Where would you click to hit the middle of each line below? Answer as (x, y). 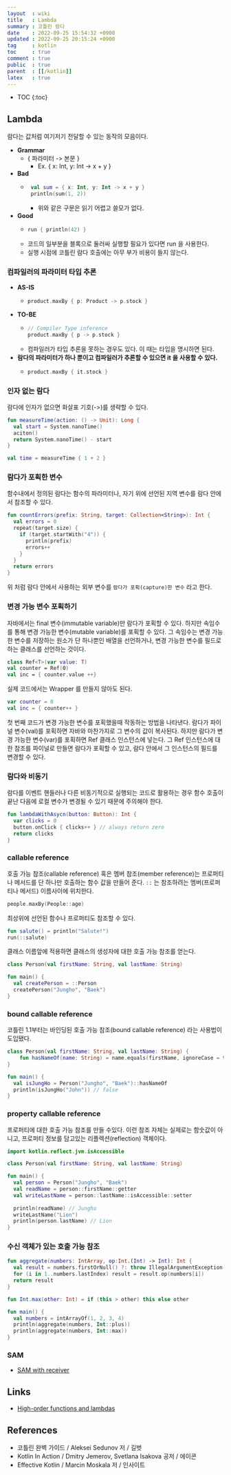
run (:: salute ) (27, 938)
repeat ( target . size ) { (46, 528)
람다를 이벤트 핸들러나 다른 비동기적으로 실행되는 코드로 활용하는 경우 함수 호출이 (115, 793)
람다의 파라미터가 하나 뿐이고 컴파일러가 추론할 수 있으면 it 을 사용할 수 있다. (117, 357)
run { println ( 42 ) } (57, 229)
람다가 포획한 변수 (35, 477)
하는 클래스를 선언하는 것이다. (47, 649)
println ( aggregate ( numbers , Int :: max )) (70, 1331)
